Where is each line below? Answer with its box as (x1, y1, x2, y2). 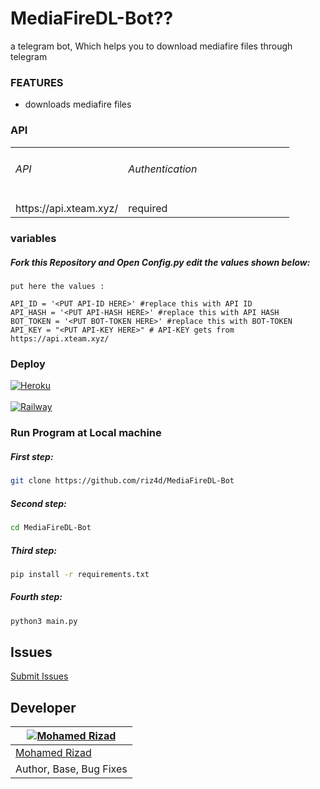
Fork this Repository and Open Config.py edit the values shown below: (10, 256, 311, 268)
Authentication (128, 162, 198, 176)
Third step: (10, 544, 57, 556)
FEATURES (10, 75, 64, 89)
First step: (10, 450, 54, 462)
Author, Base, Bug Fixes (15, 762, 128, 776)
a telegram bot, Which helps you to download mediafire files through (10, 40, 293, 52)
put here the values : (10, 282, 105, 292)
